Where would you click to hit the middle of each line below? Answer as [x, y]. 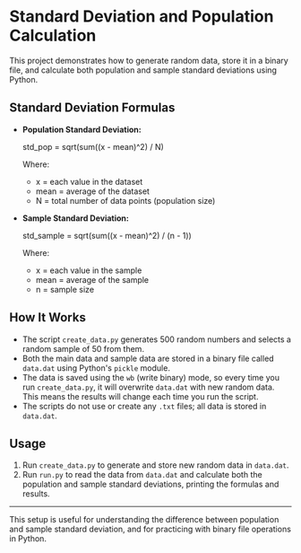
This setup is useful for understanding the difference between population [144, 520]
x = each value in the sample [89, 270]
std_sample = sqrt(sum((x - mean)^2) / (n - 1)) [107, 235]
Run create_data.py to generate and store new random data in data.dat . [155, 465]
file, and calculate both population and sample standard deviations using [143, 70]
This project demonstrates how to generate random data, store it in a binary [149, 60]
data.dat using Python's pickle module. [96, 368]
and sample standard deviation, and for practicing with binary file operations [150, 529]
